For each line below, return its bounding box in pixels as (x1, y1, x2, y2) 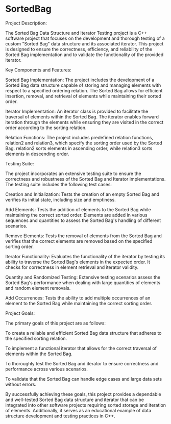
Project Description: (5, 20, 47, 26)
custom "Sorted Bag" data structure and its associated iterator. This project (5, 40, 164, 46)
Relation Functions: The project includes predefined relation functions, (5, 134, 153, 140)
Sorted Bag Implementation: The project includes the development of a (5, 77, 155, 83)
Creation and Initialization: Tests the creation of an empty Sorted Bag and (5, 191, 160, 197)
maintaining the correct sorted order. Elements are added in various (5, 212, 148, 218)
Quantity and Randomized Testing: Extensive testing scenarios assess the (5, 274, 161, 280)
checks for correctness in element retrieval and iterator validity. (5, 264, 139, 270)
